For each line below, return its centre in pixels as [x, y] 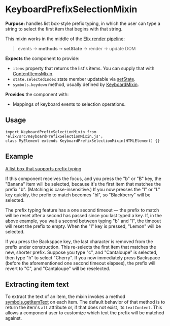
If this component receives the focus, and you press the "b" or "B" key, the [83, 179]
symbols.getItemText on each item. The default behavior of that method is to [85, 302]
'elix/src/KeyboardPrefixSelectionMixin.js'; [54, 136]
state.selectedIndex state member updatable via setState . [74, 79]
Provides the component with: [37, 94]
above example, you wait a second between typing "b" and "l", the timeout [83, 221]
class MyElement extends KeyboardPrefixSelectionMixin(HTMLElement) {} [82, 141]
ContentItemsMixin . [33, 73]
